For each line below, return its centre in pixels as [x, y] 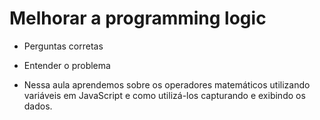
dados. [38, 106]
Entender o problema [67, 65]
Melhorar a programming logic [138, 18]
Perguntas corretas [63, 46]
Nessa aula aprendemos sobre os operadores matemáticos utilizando [167, 84]
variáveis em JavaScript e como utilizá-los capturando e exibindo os [164, 95]
